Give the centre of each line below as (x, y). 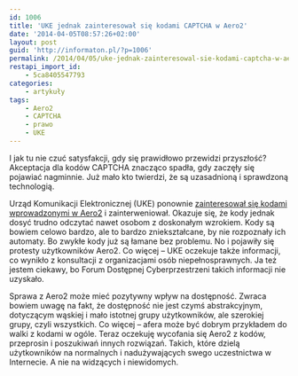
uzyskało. (27, 278)
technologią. (32, 186)
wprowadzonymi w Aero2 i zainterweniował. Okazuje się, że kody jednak (142, 213)
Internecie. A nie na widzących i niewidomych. (94, 362)
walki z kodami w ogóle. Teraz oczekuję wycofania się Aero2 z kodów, (137, 333)
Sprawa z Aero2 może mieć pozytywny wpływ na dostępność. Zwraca (138, 296)
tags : (19, 100)
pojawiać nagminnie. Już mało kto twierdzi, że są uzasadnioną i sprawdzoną (149, 176)
